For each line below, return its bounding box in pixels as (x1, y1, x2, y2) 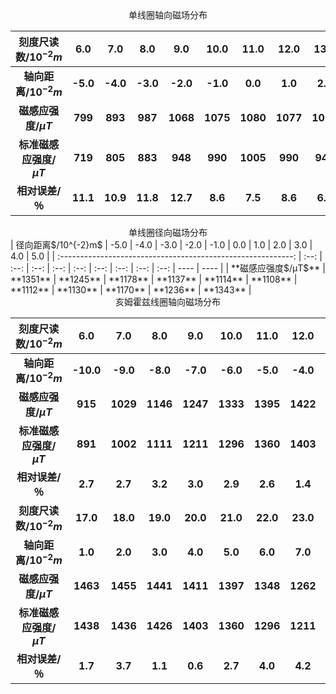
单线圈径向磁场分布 (128, 226, 208, 238)
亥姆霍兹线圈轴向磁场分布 (115, 295, 221, 307)
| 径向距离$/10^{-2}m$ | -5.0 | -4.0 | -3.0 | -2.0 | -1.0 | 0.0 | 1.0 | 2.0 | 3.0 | (10, 238, 313, 251)
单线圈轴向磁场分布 (128, 9, 208, 21)
